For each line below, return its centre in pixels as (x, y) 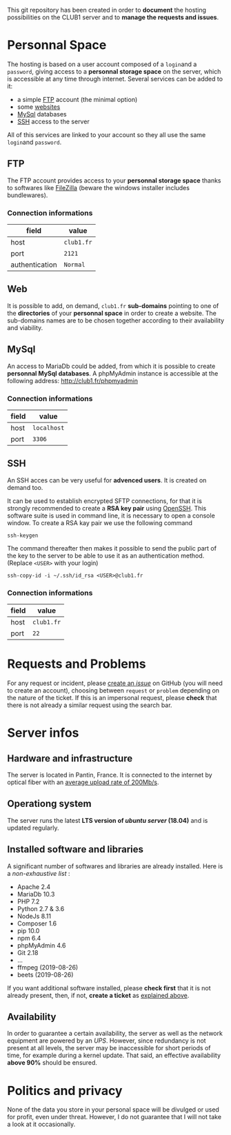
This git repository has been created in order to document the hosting (107, 10)
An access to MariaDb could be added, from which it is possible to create (111, 366)
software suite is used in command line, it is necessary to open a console (111, 515)
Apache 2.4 (34, 887)
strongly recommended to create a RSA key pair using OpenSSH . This (107, 508)
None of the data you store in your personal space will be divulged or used (113, 1110)
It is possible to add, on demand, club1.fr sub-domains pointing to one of (113, 305)
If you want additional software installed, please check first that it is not (109, 988)
